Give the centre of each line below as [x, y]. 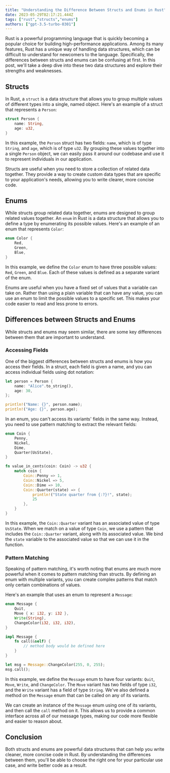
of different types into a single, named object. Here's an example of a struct [84, 104]
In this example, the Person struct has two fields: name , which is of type [78, 143]
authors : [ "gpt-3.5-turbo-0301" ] [40, 24]
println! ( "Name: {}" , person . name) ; [44, 405]
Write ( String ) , [30, 618]
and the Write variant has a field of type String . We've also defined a [77, 690]
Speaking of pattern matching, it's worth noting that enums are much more [83, 569]
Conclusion [24, 737]
